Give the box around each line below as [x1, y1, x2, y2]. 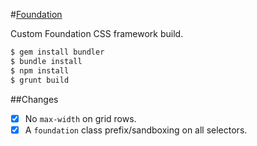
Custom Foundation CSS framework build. [10, 28, 184, 39]
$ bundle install [10, 56, 83, 66]
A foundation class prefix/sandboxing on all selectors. [24, 124, 248, 136]
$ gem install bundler [10, 47, 105, 57]
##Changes [10, 93, 59, 105]
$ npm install [10, 65, 70, 76]
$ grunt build [10, 75, 70, 85]
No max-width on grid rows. [24, 112, 137, 124]
